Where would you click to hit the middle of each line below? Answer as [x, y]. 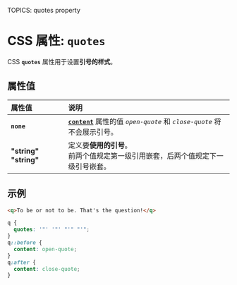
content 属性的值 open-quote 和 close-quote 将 [145, 121]
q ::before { [25, 243]
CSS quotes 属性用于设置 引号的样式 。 [62, 61]
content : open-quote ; [45, 249]
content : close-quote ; [47, 269]
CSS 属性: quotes [56, 41]
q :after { [22, 262]
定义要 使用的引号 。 [100, 145]
